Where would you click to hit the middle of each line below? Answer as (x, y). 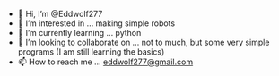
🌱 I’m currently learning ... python (79, 33)
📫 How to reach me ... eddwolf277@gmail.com (105, 62)
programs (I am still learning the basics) (91, 52)
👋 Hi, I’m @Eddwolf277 (60, 14)
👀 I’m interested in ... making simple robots (96, 23)
